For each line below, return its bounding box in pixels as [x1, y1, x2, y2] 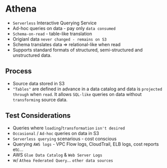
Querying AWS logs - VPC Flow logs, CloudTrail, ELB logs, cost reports [12, 141, 159, 147]
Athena [5, 3, 37, 15]
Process [5, 67, 32, 76]
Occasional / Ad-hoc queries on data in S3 [12, 130, 99, 136]
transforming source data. [12, 96, 68, 103]
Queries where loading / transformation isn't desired [12, 125, 125, 131]
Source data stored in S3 [12, 80, 65, 86]
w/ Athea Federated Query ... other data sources [12, 157, 113, 163]
